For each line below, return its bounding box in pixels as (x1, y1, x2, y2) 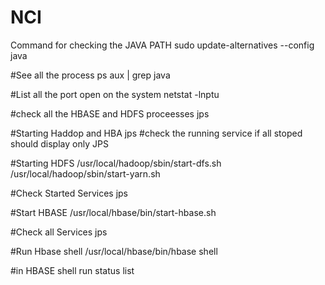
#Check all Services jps (10, 226, 108, 238)
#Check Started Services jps (10, 187, 128, 199)
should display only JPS (10, 137, 109, 150)
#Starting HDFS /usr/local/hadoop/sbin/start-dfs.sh (10, 157, 222, 169)
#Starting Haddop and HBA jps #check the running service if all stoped (10, 127, 303, 139)
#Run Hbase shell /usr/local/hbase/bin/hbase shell (10, 245, 218, 257)
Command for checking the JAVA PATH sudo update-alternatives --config (10, 39, 315, 51)
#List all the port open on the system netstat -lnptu (10, 88, 220, 100)
